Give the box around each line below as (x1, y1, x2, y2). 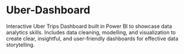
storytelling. (6, 41, 35, 48)
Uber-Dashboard (6, 3, 90, 17)
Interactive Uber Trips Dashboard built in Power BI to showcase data (6, 23, 172, 30)
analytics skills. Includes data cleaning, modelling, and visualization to (6, 28, 176, 35)
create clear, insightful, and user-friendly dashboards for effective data (6, 35, 179, 42)
